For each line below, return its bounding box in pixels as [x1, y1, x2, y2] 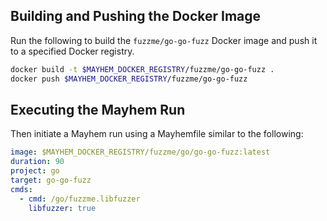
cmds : [10, 184, 33, 194]
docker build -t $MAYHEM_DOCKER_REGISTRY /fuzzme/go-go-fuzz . [10, 64, 275, 74]
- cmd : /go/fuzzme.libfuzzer [19, 194, 141, 204]
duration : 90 [10, 157, 65, 167]
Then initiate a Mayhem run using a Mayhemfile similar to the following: [10, 128, 304, 140]
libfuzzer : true [28, 203, 97, 213]
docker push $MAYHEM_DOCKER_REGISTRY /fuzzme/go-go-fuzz [10, 74, 248, 84]
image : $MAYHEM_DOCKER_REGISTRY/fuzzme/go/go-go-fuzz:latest [10, 147, 271, 158]
